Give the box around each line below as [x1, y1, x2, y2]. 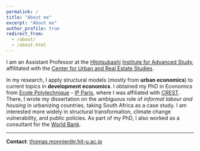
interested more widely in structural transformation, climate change [6, 108, 171, 115]
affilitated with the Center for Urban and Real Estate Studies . [6, 64, 154, 72]
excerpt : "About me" [6, 20, 58, 26]
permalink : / [6, 8, 39, 15]
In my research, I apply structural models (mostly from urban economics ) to [6, 76, 193, 84]
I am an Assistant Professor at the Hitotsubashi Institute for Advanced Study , [6, 58, 194, 66]
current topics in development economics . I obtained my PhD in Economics [6, 82, 193, 90]
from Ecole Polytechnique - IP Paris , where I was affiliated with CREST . [6, 89, 180, 96]
